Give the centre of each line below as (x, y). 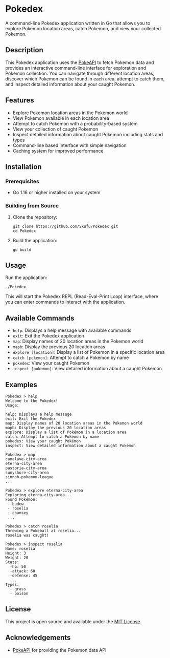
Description (24, 50)
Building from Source (32, 206)
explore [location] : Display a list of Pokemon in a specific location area (89, 352)
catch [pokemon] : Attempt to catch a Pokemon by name (71, 358)
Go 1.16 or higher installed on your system (56, 193)
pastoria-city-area (26, 468)
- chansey (18, 513)
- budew (16, 504)
